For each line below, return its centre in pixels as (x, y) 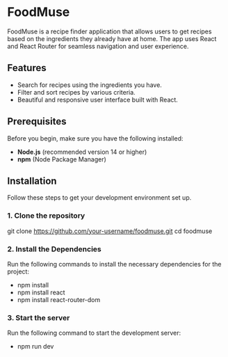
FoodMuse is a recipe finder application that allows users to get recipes (109, 31)
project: (18, 271)
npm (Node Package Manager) (62, 159)
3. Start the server (39, 317)
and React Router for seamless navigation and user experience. (98, 46)
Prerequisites (37, 121)
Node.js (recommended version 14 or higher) (82, 152)
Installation (32, 181)
